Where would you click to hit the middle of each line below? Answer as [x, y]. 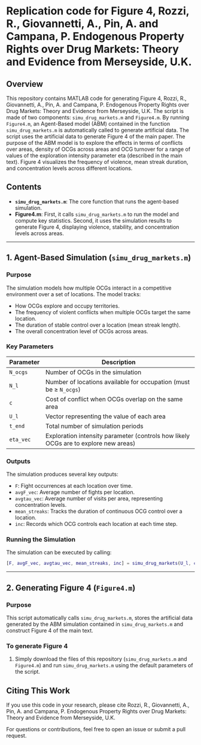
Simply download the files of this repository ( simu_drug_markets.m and [101, 659]
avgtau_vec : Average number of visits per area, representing [89, 498]
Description [118, 362]
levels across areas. [39, 233]
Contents [24, 187]
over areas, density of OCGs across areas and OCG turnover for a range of [98, 149]
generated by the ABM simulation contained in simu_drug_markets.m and [95, 624]
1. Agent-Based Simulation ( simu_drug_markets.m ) [99, 258]
